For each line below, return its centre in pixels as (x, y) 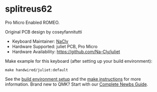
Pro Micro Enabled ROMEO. (32, 22)
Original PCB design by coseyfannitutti (44, 32)
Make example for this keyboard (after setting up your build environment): (79, 61)
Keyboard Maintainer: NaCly (40, 41)
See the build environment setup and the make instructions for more (73, 79)
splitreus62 (29, 9)
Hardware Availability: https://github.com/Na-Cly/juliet (66, 52)
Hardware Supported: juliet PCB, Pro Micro (55, 46)
